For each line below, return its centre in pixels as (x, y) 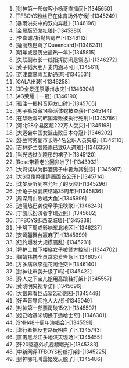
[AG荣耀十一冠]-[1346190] (46, 96)
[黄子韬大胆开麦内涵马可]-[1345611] (58, 67)
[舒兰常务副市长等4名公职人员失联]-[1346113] (69, 140)
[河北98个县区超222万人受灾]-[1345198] (63, 125)
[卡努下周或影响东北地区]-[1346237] (58, 228)
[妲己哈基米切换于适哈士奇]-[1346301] (60, 315)
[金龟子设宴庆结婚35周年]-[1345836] (59, 191)
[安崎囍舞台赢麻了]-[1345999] (51, 235)
